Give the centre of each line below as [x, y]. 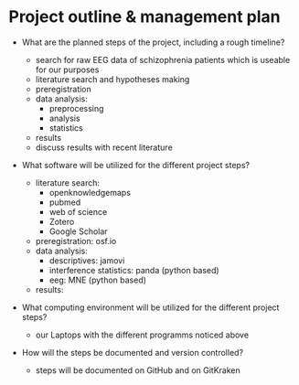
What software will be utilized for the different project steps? [136, 165]
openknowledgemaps [90, 192]
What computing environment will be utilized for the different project [150, 307]
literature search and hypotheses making [112, 79]
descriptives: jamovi [87, 260]
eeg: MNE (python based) [98, 280]
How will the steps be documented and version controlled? [133, 352]
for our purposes [67, 70]
